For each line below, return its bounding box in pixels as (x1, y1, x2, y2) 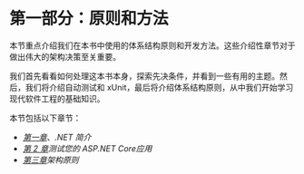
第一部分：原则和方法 (9, 8, 170, 29)
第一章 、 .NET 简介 (22, 131, 92, 142)
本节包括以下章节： (9, 112, 82, 123)
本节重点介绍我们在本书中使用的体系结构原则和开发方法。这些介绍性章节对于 (9, 40, 296, 51)
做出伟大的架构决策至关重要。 (9, 51, 121, 62)
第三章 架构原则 (22, 154, 79, 165)
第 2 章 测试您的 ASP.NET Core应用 (22, 142, 152, 154)
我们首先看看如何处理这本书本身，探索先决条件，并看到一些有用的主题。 (9, 70, 279, 82)
